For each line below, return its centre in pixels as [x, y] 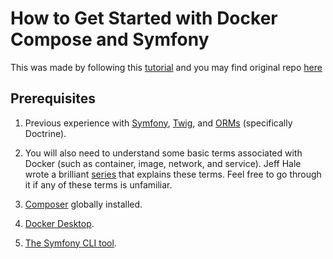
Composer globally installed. [83, 204]
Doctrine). [45, 133]
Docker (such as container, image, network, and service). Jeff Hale [163, 163]
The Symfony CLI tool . [70, 243]
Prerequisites [53, 98]
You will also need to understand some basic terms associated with [163, 153]
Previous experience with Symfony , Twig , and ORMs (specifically [158, 123]
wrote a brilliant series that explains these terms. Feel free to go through [173, 174]
